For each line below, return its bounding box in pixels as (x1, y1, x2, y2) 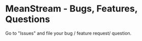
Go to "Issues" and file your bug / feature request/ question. (5, 30, 132, 36)
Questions (5, 13, 50, 25)
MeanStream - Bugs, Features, (5, 3, 138, 14)
